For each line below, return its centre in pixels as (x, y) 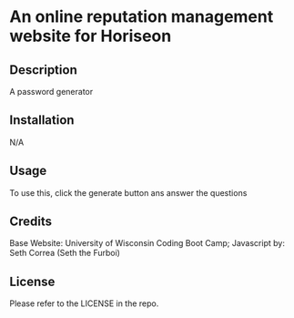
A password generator (51, 92)
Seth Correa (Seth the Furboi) (65, 253)
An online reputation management (142, 17)
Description (43, 70)
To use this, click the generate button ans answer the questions (128, 192)
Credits (31, 222)
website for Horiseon (91, 36)
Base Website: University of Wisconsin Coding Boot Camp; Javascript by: (147, 243)
